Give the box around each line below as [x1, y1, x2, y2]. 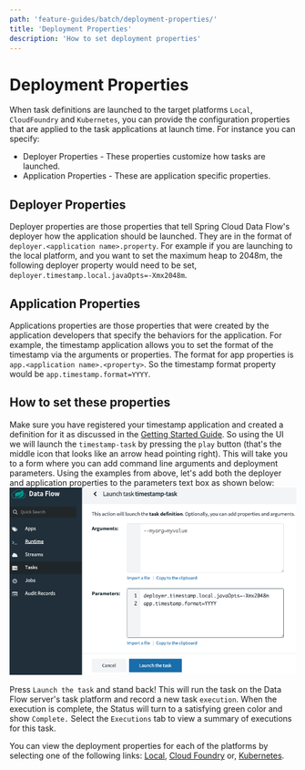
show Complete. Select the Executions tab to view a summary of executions [9, 714, 292, 724]
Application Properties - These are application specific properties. [22, 170, 271, 181]
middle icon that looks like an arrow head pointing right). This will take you [9, 447, 289, 459]
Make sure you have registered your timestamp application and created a [9, 419, 284, 430]
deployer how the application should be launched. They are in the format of [9, 231, 293, 241]
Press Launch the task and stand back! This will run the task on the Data [9, 684, 282, 695]
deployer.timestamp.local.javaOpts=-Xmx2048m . [9, 270, 188, 281]
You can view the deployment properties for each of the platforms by [9, 741, 269, 752]
